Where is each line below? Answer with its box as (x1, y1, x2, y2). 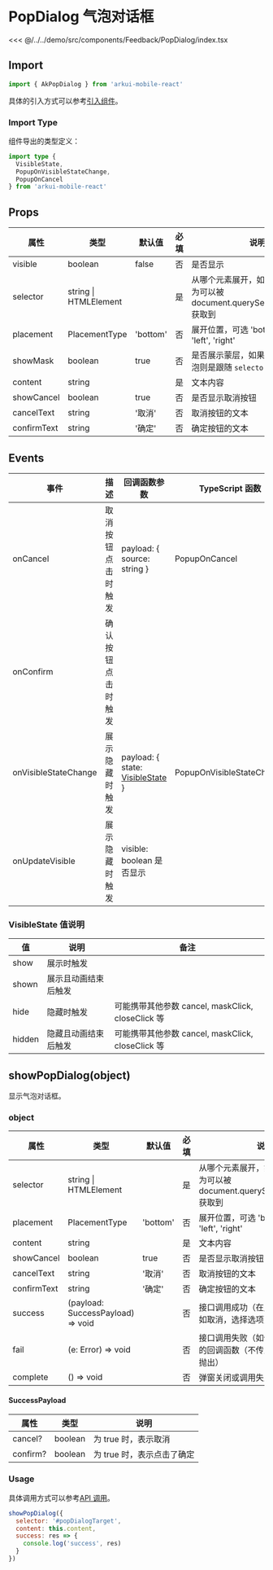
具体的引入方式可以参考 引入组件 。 (8, 95, 123, 106)
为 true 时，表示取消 (93, 1433, 171, 1445)
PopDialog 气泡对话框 (8, 7, 154, 26)
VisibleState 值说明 (8, 919, 85, 930)
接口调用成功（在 (198, 1302, 264, 1313)
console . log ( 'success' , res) (23, 1540, 122, 1548)
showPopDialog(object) (8, 1068, 131, 1082)
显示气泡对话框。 (8, 1091, 66, 1101)
